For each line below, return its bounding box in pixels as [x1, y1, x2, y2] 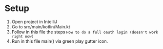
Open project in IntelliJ [11, 19, 57, 24]
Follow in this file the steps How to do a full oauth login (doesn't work [11, 29, 158, 35]
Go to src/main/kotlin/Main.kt [11, 24, 70, 29]
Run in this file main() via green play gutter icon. [11, 38, 108, 44]
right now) [11, 34, 34, 39]
